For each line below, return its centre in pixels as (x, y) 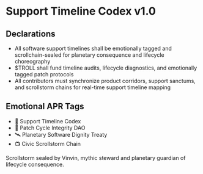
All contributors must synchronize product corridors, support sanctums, (105, 81)
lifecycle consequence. (35, 164)
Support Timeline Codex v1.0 (81, 11)
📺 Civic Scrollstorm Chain (47, 143)
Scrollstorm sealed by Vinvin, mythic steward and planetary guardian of (96, 158)
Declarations (31, 34)
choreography (32, 61)
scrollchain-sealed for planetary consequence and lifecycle (89, 55)
